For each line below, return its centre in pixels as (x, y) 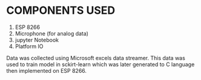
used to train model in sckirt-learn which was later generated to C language (100, 64)
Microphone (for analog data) (52, 33)
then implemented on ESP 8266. (46, 70)
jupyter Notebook (37, 40)
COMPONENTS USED (61, 11)
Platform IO (29, 46)
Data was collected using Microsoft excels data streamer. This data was (96, 58)
